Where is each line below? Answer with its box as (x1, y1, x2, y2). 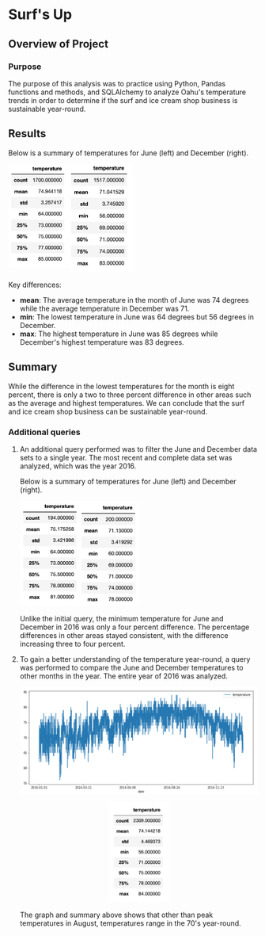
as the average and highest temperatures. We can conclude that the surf (8, 398, 245, 407)
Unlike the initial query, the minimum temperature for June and (19, 613, 224, 623)
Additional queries (8, 426, 81, 437)
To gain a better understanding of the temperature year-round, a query (19, 654, 251, 663)
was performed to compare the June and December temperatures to (19, 663, 244, 672)
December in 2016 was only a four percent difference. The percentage (19, 622, 250, 632)
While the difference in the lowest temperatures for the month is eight (8, 381, 235, 391)
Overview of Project (8, 37, 109, 51)
